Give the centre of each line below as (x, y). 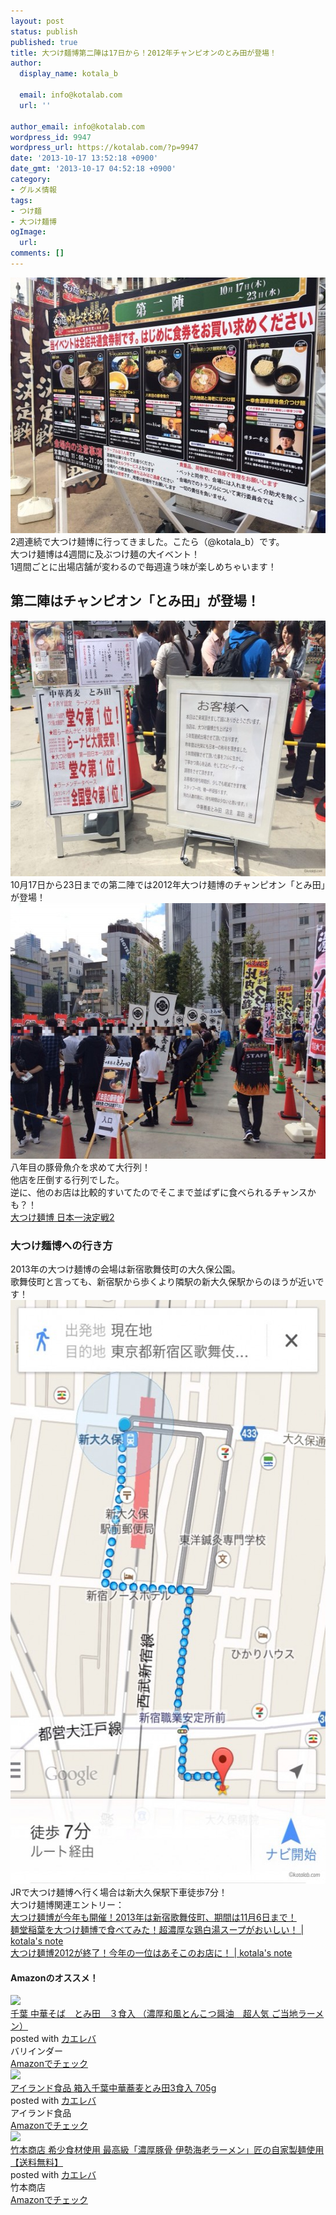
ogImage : (28, 232)
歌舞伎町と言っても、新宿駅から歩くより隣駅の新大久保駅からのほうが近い (163, 1281)
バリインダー (36, 2051)
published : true (44, 42)
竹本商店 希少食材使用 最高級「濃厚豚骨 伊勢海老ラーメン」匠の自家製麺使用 (167, 2150)
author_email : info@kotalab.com (77, 126)
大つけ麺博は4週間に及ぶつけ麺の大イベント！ (105, 554)
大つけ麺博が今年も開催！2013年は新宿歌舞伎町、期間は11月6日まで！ (153, 1917)
